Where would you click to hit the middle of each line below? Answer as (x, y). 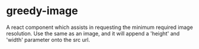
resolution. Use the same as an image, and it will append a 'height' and (93, 33)
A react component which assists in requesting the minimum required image (100, 27)
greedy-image (42, 11)
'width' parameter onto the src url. (48, 40)
